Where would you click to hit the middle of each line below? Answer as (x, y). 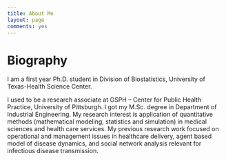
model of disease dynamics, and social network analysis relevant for (104, 144)
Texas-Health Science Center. (50, 87)
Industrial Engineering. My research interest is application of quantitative (110, 115)
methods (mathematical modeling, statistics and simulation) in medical (107, 122)
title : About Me (30, 13)
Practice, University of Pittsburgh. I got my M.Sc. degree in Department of (112, 107)
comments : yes (28, 26)
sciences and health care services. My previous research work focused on (113, 129)
